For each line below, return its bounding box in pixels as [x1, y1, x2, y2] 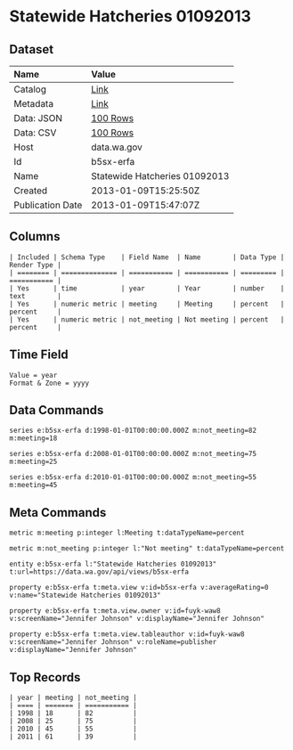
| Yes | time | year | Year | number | [9, 283, 285, 293]
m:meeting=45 [9, 481, 58, 490]
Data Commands [9, 403, 104, 418]
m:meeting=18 [9, 434, 58, 443]
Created [13, 184, 48, 197]
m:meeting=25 [9, 457, 58, 467]
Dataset [9, 42, 54, 57]
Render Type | [9, 260, 62, 269]
